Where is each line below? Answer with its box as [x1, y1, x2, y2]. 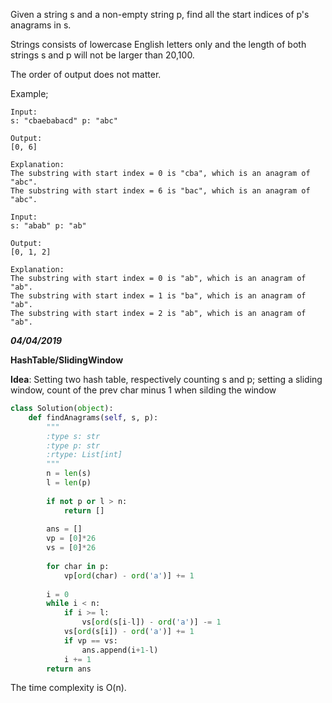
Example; [10, 88, 49, 99]
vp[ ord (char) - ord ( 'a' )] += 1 [63, 570, 195, 581]
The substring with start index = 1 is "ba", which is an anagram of [10, 291, 307, 301]
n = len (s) [46, 469, 92, 479]
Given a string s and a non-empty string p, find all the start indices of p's [10, 9, 310, 20]
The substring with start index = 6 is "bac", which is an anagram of [10, 186, 311, 196]
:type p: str [46, 440, 101, 451]
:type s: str [46, 431, 101, 441]
